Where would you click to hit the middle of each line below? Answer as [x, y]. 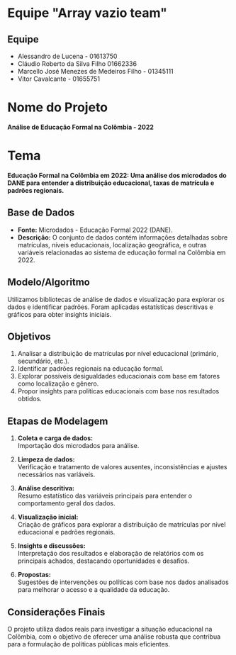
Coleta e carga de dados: [55, 438]
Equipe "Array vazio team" [88, 13]
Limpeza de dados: [46, 459]
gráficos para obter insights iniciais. [60, 314]
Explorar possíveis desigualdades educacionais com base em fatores [119, 376]
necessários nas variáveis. [56, 475]
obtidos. [30, 399]
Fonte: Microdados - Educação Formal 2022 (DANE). [95, 230]
